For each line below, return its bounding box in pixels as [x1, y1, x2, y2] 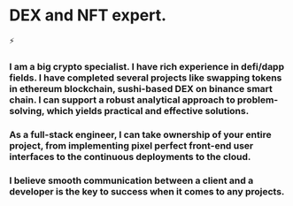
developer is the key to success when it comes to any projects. [9, 185, 285, 197]
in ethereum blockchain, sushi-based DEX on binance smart [9, 82, 273, 95]
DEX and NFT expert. [9, 5, 166, 26]
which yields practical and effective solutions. [46, 104, 250, 117]
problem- [237, 94, 279, 106]
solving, [9, 104, 45, 117]
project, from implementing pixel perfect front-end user [9, 139, 254, 151]
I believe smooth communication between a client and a [9, 174, 254, 187]
